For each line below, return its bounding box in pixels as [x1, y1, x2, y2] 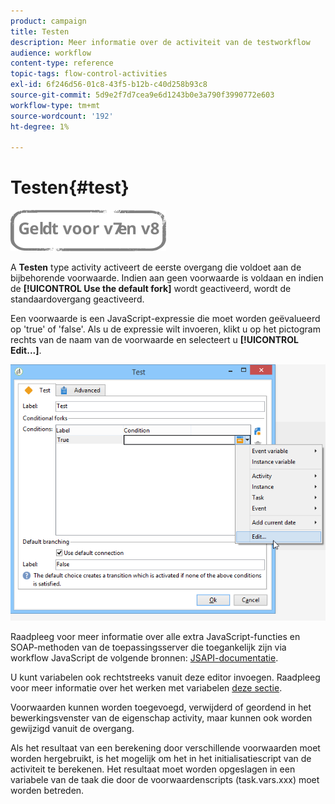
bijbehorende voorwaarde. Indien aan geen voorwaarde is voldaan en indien [10, 272, 324, 284]
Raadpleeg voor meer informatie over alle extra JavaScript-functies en [10, 631, 301, 643]
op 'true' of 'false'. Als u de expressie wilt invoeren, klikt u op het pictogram [10, 323, 321, 335]
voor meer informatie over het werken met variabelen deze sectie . [10, 682, 283, 694]
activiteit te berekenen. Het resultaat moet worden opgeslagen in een [10, 763, 296, 775]
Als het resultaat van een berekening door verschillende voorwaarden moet [10, 742, 321, 754]
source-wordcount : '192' [10, 111, 114, 121]
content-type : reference [10, 58, 114, 69]
